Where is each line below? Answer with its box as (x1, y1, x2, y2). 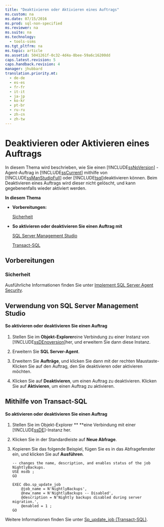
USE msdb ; (12, 469, 35, 475)
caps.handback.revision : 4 (5, 62, 60, 67)
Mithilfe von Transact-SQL (5, 398, 87, 406)
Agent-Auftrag (5, 170, 34, 176)
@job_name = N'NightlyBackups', (21, 486, 87, 492)
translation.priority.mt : (5, 71, 58, 76)
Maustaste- (136, 358, 160, 364)
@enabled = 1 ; (21, 503, 52, 509)
